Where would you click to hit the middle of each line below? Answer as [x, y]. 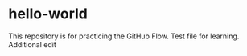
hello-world [48, 14]
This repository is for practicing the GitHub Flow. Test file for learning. [124, 36]
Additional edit [32, 44]
